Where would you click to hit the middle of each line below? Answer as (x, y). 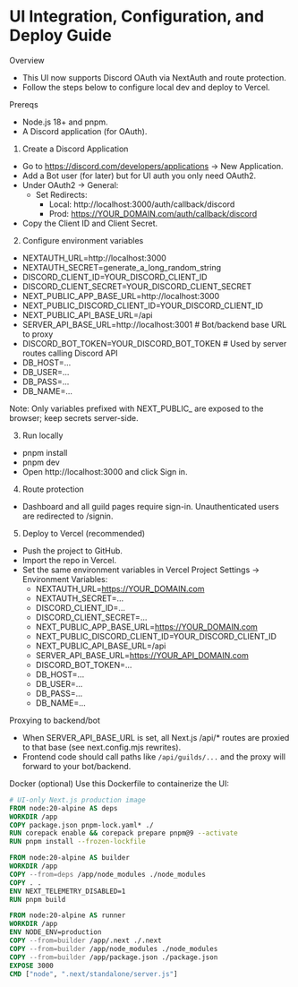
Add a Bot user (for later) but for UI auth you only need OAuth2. (139, 176)
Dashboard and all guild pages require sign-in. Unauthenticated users (150, 506)
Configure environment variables (83, 240)
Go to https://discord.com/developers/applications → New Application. (153, 166)
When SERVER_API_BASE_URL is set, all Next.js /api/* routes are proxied (156, 737)
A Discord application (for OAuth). (85, 131)
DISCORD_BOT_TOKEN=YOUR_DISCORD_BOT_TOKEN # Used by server (154, 343)
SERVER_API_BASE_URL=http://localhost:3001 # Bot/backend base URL (154, 324)
